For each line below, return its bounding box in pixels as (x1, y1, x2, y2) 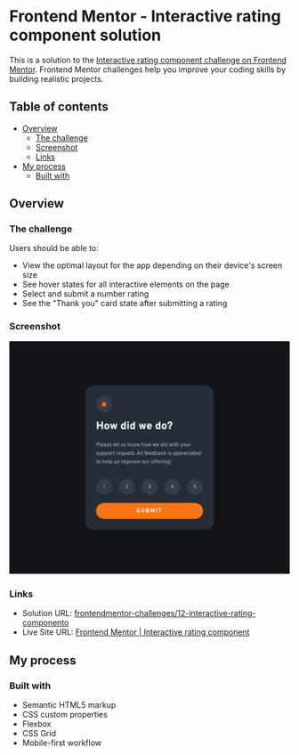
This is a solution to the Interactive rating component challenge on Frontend (9, 54, 287, 65)
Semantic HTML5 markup (21, 700, 117, 710)
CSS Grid (21, 728, 56, 739)
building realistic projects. (9, 73, 104, 84)
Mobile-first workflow (21, 737, 102, 749)
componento (21, 617, 69, 629)
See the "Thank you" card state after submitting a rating (21, 298, 228, 309)
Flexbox (21, 718, 52, 729)
